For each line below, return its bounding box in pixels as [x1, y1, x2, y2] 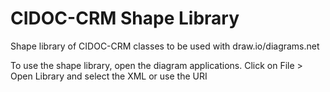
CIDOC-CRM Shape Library [10, 7, 240, 30]
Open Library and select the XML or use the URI [10, 70, 208, 82]
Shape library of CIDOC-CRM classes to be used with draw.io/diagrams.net [10, 40, 320, 52]
